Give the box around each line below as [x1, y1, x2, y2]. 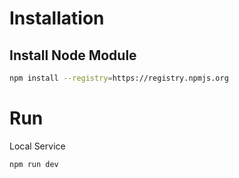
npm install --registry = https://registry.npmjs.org [9, 73, 229, 83]
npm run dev [9, 159, 59, 169]
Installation [9, 7, 105, 30]
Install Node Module [9, 47, 137, 64]
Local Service [9, 140, 66, 152]
